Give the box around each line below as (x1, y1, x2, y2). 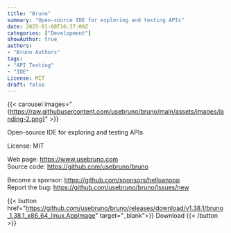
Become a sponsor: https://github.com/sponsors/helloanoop (7, 176, 180, 184)
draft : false (7, 81, 45, 88)
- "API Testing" (7, 62, 54, 69)
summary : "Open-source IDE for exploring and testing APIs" (7, 17, 185, 24)
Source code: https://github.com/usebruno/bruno (7, 162, 149, 171)
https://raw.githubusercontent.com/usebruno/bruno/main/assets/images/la (9, 107, 224, 116)
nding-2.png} (7, 115, 46, 123)
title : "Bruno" (7, 10, 51, 17)
